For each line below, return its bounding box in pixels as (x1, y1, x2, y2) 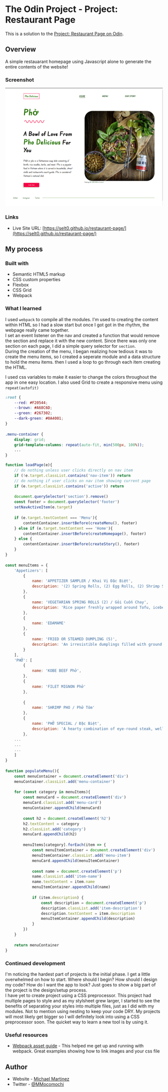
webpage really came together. (5, 327, 69, 333)
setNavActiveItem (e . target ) (14, 505, 72, 510)
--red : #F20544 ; (14, 400, 48, 405)
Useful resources (5, 1031, 48, 1038)
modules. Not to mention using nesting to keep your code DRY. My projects (5, 1008, 160, 1014)
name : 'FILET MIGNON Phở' (31, 684, 86, 689)
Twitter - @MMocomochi (12, 1081, 64, 1087)
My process (5, 245, 43, 254)
